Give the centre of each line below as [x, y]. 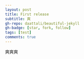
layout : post [18, 10]
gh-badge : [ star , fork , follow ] [38, 28]
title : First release [27, 14]
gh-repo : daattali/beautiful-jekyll [42, 23]
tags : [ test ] [18, 32]
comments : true [21, 37]
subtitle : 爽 [18, 19]
